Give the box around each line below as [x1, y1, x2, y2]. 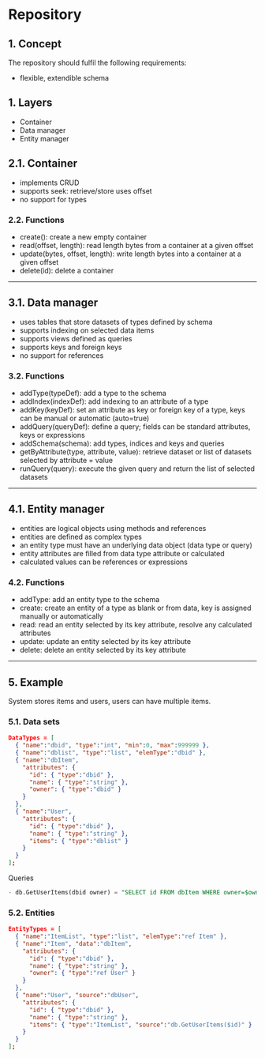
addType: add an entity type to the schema [19, 595, 160, 604]
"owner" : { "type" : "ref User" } [28, 970, 136, 977]
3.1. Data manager [8, 296, 99, 310]
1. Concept [8, 37, 62, 51]
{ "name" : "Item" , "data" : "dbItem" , [15, 939, 132, 947]
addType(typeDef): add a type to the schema [19, 389, 167, 398]
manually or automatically [19, 612, 104, 621]
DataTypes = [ [8, 734, 55, 742]
